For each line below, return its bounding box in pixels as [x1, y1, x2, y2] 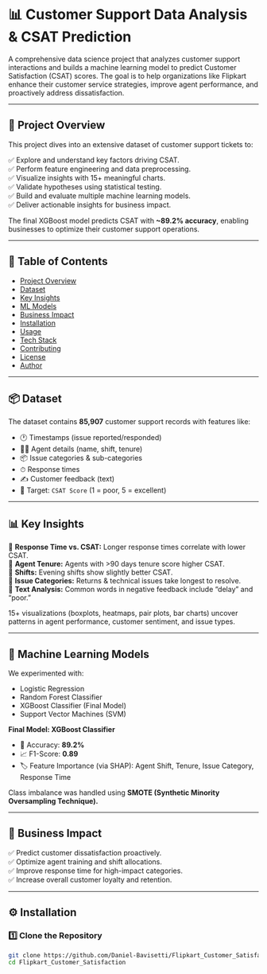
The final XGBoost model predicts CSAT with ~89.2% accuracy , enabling [8, 216, 249, 225]
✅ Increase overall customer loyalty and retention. [8, 875, 172, 884]
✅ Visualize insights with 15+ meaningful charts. [8, 173, 165, 182]
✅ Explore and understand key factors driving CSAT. [8, 155, 180, 165]
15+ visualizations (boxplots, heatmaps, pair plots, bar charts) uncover [8, 609, 238, 618]
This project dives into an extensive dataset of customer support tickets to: [8, 139, 253, 149]
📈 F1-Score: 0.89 [19, 749, 79, 758]
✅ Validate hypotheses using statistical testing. [8, 181, 162, 191]
